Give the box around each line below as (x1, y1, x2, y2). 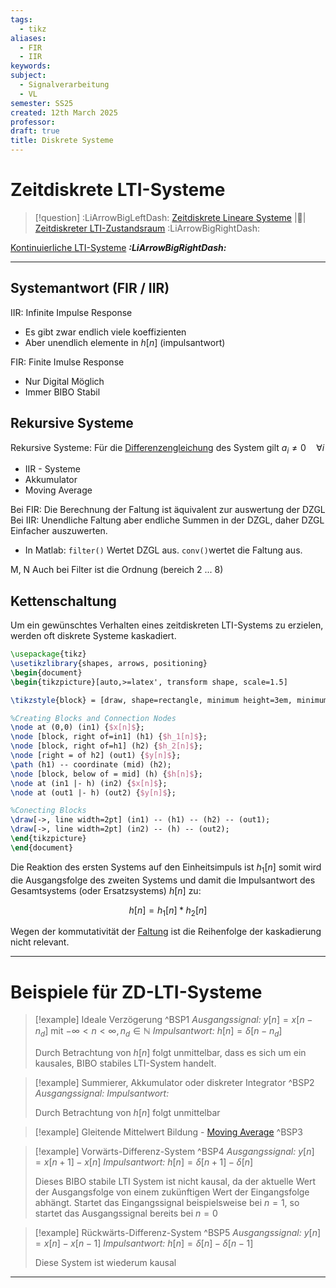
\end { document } (10, 842, 74, 853)
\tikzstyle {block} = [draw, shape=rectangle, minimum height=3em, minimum (10, 695, 329, 705)
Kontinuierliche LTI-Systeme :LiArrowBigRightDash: (10, 241, 227, 253)
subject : (10, 71, 47, 81)
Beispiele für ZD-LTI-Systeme (10, 981, 263, 1003)
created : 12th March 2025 (10, 107, 118, 118)
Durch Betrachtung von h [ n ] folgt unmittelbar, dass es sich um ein (34, 1047, 307, 1059)
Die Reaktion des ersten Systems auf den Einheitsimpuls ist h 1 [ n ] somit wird (10, 861, 322, 875)
